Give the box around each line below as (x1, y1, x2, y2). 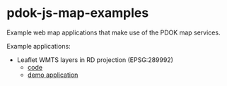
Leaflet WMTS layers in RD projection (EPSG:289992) (16, 55, 174, 64)
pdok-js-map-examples (6, 5, 149, 21)
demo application (27, 70, 78, 79)
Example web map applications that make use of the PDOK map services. (6, 28, 221, 37)
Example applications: (6, 42, 71, 50)
